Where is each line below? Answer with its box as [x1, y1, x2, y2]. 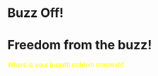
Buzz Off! [7, 5, 64, 21]
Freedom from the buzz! [7, 37, 152, 53]
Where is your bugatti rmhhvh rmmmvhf [7, 61, 125, 69]
